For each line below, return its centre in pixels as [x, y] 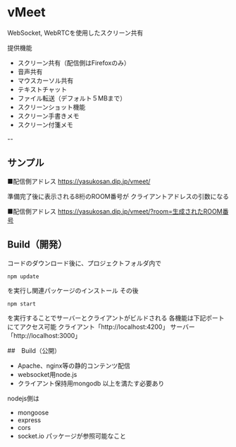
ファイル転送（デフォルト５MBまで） [70, 98]
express [29, 420]
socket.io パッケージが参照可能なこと [72, 436]
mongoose [33, 412]
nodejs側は [24, 398]
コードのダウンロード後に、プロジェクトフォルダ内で [85, 263]
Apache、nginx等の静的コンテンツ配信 [74, 366]
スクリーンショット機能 [51, 107]
